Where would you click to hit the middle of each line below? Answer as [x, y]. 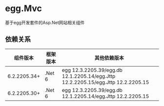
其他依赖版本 [109, 58]
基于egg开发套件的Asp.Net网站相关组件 [45, 22]
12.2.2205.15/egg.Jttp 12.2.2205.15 [105, 82]
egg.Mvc [24, 9]
